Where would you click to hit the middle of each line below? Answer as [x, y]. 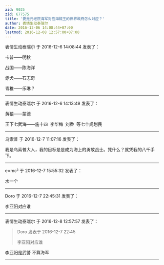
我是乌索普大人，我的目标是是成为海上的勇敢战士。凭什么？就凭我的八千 [78, 149]
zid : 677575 [17, 14]
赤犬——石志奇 [20, 78]
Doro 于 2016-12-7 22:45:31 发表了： [42, 196]
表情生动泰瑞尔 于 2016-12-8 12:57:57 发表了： [52, 221]
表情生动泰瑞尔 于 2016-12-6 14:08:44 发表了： [52, 47]
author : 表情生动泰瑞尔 [27, 23]
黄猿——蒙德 [18, 114]
